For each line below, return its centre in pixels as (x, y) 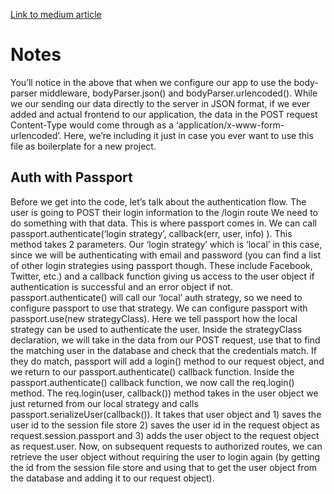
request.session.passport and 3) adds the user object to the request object (165, 435)
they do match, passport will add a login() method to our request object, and (167, 361)
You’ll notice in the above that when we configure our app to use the (151, 82)
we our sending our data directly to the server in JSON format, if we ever (160, 103)
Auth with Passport (71, 177)
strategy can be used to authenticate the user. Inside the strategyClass (156, 329)
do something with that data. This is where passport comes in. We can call (164, 223)
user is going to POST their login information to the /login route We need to (164, 212)
